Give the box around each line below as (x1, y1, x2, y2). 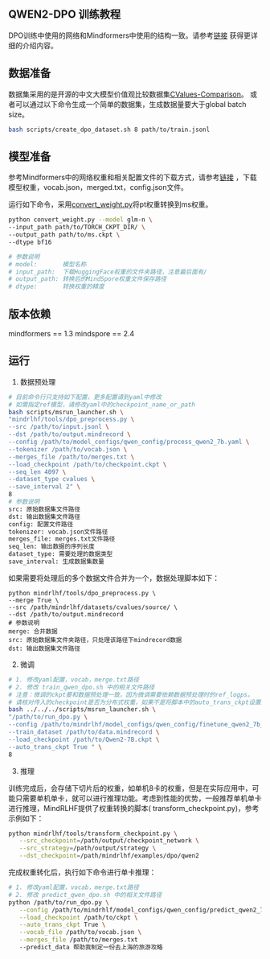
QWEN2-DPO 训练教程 (8, 7, 121, 22)
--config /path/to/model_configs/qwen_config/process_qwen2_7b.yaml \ (8, 438, 250, 447)
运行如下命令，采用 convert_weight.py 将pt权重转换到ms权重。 (8, 200, 213, 209)
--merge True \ (8, 596, 59, 604)
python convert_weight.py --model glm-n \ (8, 216, 153, 224)
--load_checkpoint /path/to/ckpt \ (18, 913, 138, 921)
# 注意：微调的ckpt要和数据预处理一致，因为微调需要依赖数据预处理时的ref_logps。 (8, 690, 254, 698)
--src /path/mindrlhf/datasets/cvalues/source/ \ (8, 603, 178, 611)
